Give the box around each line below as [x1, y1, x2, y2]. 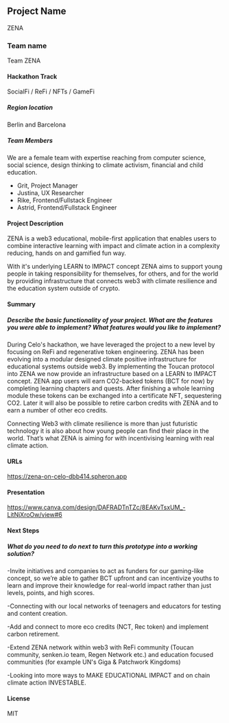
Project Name [7, 5, 67, 17]
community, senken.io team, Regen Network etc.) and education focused [7, 650, 214, 658]
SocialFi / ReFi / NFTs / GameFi [7, 87, 95, 96]
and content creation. [7, 609, 68, 617]
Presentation [7, 488, 45, 496]
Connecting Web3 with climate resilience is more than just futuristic [7, 419, 198, 428]
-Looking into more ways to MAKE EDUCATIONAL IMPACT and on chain [7, 671, 210, 679]
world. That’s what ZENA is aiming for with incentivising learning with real [7, 434, 215, 443]
